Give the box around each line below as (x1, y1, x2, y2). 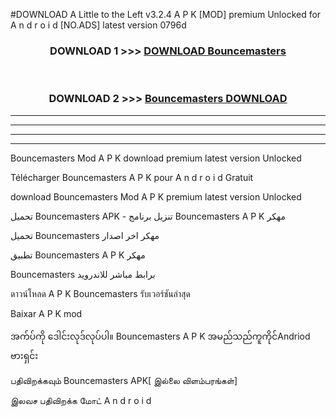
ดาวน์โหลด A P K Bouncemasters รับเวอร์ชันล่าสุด (10, 287, 191, 299)
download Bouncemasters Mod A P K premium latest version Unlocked (10, 190, 302, 203)
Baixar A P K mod (10, 307, 83, 319)
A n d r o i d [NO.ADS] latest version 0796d (10, 19, 187, 31)
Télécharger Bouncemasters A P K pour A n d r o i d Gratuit (10, 171, 254, 183)
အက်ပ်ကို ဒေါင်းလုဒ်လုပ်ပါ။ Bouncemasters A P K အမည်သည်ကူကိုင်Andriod (10, 330, 311, 342)
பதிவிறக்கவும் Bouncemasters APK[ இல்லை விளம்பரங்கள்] (10, 374, 238, 386)
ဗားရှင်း (10, 349, 39, 361)
